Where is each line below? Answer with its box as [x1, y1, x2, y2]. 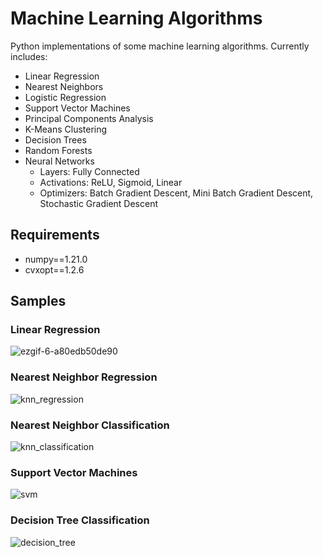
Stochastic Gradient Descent [39, 197, 159, 209]
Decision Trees [24, 133, 87, 146]
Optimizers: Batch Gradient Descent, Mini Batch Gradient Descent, [39, 187, 314, 199]
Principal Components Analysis [24, 112, 154, 124]
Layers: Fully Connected [39, 165, 140, 177]
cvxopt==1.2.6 [24, 263, 85, 276]
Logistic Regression [24, 91, 107, 103]
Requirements [10, 227, 100, 244]
